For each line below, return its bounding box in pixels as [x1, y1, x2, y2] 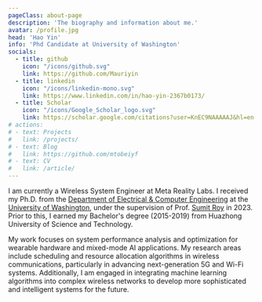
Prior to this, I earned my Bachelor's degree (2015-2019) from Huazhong [8, 211, 242, 220]
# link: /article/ [8, 165, 76, 173]
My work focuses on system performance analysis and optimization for [8, 235, 238, 244]
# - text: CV [8, 158, 51, 166]
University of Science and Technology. [8, 220, 133, 228]
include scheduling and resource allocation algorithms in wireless [8, 252, 220, 260]
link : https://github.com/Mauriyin [22, 70, 139, 78]
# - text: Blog [8, 143, 58, 151]
